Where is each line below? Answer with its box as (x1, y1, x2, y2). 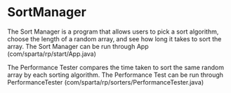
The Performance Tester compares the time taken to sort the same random (7, 63, 225, 71)
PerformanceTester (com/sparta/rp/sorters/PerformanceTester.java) (7, 78, 204, 86)
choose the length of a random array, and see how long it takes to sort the (7, 34, 222, 43)
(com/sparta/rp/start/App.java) (7, 50, 97, 58)
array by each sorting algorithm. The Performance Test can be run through (7, 71, 223, 79)
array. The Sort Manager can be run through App (7, 42, 149, 50)
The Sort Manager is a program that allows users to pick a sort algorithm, (7, 27, 219, 36)
